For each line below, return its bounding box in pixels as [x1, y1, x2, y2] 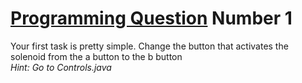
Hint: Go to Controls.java [10, 61, 112, 73]
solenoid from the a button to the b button [10, 50, 183, 62]
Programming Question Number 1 [10, 7, 293, 30]
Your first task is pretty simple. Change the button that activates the [10, 40, 289, 52]
